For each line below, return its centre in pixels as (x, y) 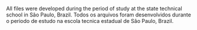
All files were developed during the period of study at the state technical (94, 9)
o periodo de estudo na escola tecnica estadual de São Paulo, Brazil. (90, 21)
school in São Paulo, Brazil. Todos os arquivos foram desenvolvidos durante (98, 15)
